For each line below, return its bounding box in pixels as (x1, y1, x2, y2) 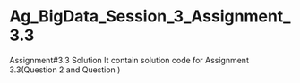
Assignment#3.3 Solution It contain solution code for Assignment (9, 54, 249, 65)
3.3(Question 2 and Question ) (9, 64, 121, 75)
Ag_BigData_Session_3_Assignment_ (9, 6, 291, 27)
